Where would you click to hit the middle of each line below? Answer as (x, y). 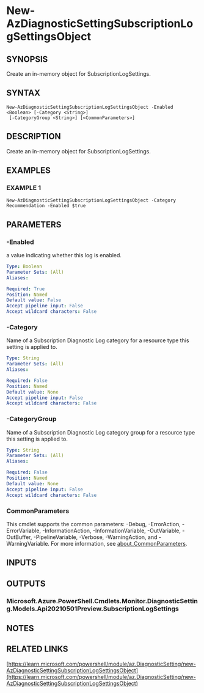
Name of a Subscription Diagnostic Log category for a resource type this (98, 340)
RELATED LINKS (37, 649)
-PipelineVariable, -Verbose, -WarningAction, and (95, 537)
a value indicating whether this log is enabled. (64, 255)
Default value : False (34, 300)
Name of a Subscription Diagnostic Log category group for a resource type (101, 432)
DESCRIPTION (34, 137)
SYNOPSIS (27, 59)
